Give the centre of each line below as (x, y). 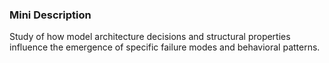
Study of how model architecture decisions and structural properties (150, 37)
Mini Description (50, 15)
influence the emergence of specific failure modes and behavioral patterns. (165, 47)
